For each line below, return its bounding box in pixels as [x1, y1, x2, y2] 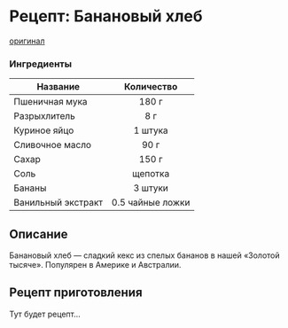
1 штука [133, 124, 168, 137]
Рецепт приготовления [9, 285, 144, 301]
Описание [9, 226, 68, 241]
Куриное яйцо [13, 124, 74, 137]
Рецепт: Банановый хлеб [9, 6, 203, 27]
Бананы [13, 182, 47, 194]
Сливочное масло [13, 139, 91, 152]
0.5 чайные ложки [111, 197, 191, 209]
